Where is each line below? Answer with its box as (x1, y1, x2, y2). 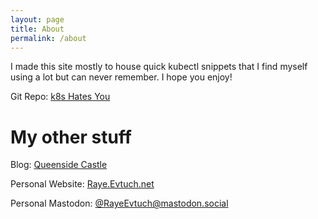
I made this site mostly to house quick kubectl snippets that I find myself (10, 61, 308, 73)
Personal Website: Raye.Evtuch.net (10, 178, 155, 190)
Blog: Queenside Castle (10, 159, 108, 171)
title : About (10, 24, 65, 34)
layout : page (10, 14, 65, 25)
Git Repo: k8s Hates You (10, 91, 111, 103)
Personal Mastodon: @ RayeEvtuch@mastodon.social (10, 197, 229, 210)
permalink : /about (10, 33, 87, 43)
